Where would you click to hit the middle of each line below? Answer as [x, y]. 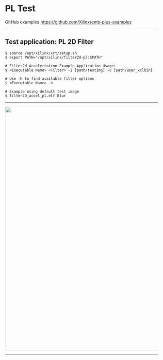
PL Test [20, 9]
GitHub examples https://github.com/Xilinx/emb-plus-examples [68, 22]
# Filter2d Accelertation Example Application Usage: [61, 66]
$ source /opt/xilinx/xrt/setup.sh [41, 53]
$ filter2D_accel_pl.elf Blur [36, 95]
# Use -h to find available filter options [50, 78]
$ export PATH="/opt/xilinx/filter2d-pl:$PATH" [54, 57]
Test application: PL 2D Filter [49, 42]
